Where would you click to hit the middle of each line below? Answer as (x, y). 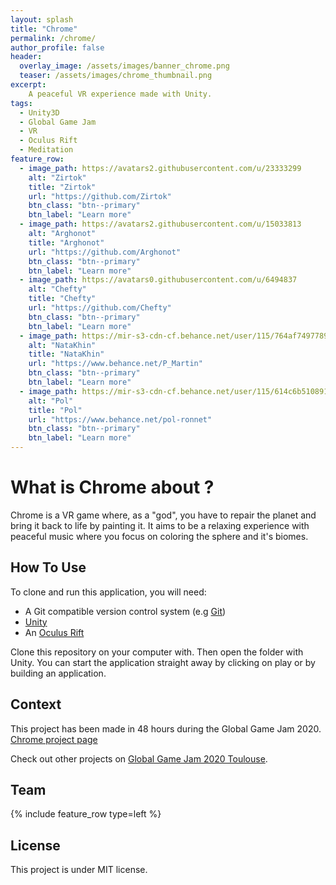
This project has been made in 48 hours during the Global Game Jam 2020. (166, 728)
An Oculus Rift (54, 632)
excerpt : (28, 85)
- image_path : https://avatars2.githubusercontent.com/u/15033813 (160, 224)
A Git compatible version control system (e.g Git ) (125, 611)
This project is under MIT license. (79, 870)
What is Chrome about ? (112, 487)
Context (36, 704)
